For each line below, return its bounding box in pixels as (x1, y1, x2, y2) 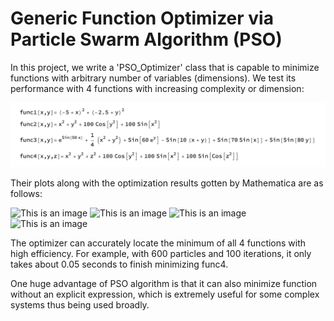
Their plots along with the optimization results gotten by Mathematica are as (10, 177, 324, 189)
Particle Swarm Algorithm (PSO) (10, 28, 283, 51)
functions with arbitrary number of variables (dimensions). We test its (10, 72, 297, 84)
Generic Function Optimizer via (10, 7, 274, 30)
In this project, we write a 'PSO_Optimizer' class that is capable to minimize (10, 61, 320, 73)
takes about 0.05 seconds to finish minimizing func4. (10, 258, 229, 271)
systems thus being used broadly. (10, 299, 150, 311)
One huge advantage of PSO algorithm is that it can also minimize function (10, 278, 318, 290)
